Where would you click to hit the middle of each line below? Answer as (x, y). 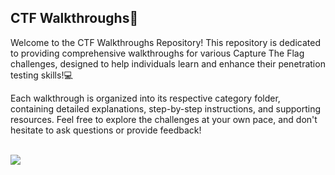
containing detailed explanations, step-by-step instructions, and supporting (166, 108)
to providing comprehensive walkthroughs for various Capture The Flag (157, 53)
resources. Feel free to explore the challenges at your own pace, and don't (164, 119)
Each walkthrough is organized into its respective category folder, (145, 98)
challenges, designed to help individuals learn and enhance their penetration (168, 63)
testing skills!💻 (41, 75)
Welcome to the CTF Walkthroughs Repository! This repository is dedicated (165, 42)
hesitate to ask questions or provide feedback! (106, 130)
